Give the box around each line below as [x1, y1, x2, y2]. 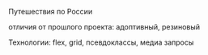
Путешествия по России [8, 7, 93, 16]
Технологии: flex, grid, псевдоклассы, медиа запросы [8, 37, 194, 47]
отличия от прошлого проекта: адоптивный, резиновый [8, 22, 201, 31]
